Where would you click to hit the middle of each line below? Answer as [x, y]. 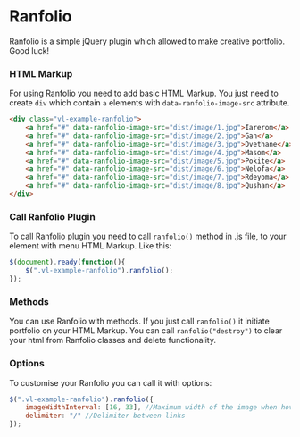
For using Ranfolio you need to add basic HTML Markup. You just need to [144, 93]
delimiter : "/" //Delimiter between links [105, 416]
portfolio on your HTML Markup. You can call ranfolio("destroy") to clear [146, 331]
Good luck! [29, 50]
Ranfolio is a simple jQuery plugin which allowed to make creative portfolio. [147, 41]
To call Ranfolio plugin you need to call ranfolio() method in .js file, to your [148, 236]
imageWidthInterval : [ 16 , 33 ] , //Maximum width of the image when [151, 408]
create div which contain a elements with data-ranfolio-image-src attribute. [150, 103]
